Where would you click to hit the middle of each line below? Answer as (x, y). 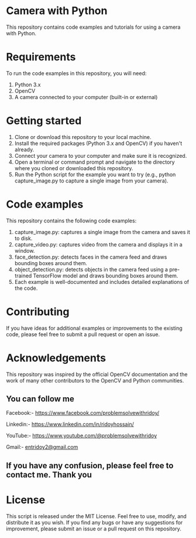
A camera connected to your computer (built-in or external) (86, 97)
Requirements (41, 57)
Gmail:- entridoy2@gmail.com (42, 447)
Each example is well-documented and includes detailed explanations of (102, 282)
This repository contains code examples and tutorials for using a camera (93, 27)
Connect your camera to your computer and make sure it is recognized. (101, 155)
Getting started (44, 121)
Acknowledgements (56, 358)
